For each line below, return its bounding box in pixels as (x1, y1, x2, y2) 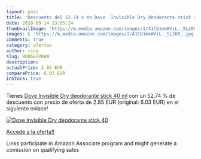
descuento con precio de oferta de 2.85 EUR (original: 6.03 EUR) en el (6, 98, 179, 106)
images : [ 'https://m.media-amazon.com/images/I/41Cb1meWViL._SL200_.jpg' (6, 31, 197, 37)
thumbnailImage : (6, 25, 47, 32)
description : (6, 59, 39, 65)
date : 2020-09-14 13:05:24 (6, 20, 74, 26)
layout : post (6, 8, 39, 15)
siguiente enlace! (6, 105, 48, 112)
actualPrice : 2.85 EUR (6, 64, 63, 71)
